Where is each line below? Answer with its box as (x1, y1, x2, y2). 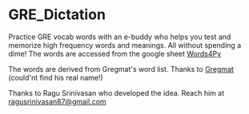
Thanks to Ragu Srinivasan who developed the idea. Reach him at (8, 88, 225, 97)
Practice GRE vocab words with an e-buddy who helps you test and (8, 32, 231, 41)
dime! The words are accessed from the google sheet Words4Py (8, 49, 222, 58)
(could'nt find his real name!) (8, 73, 104, 82)
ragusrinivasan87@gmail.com (8, 96, 106, 106)
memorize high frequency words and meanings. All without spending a (8, 40, 242, 49)
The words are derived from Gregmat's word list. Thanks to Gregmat (8, 64, 235, 73)
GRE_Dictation (8, 6, 106, 24)
